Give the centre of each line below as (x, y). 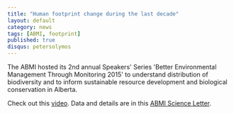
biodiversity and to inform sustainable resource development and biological (118, 82)
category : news (30, 27)
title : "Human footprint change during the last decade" (93, 14)
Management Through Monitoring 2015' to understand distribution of (108, 74)
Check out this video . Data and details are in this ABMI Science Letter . (109, 103)
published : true (31, 40)
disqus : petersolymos (39, 47)
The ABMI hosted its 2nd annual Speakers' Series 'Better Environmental (112, 67)
